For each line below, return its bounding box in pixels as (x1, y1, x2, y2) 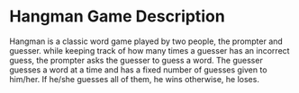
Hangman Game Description (9, 6, 225, 27)
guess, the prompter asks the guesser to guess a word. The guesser (9, 55, 263, 65)
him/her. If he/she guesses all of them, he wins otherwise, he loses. (9, 73, 259, 84)
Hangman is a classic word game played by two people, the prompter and (9, 36, 284, 46)
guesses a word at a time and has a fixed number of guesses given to (9, 64, 267, 75)
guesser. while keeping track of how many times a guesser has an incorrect (9, 45, 290, 55)
